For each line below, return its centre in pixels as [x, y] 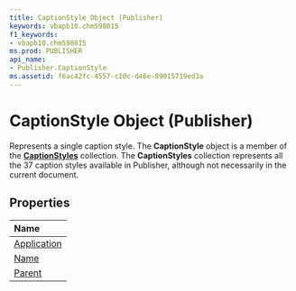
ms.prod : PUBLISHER [46, 51]
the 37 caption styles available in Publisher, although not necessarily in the [148, 165]
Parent [28, 273]
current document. [44, 174]
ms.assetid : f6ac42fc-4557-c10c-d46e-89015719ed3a [106, 77]
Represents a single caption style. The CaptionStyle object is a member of [148, 146]
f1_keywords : [34, 34]
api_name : [28, 59]
